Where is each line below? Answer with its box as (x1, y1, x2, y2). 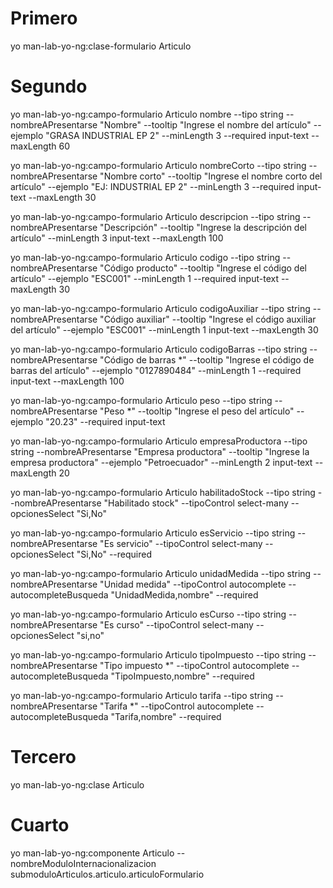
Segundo (10, 75, 88, 98)
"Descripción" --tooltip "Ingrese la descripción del (99, 221, 307, 233)
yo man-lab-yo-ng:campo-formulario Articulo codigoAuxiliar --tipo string (10, 302, 311, 314)
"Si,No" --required (76, 548, 153, 560)
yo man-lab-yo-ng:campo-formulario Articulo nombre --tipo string (10, 108, 284, 120)
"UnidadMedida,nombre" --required (110, 588, 259, 601)
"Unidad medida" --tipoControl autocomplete (99, 578, 287, 590)
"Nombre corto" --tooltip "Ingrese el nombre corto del (99, 170, 323, 182)
